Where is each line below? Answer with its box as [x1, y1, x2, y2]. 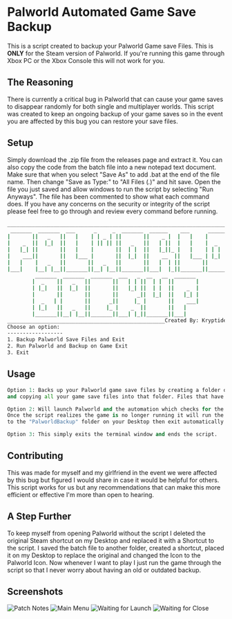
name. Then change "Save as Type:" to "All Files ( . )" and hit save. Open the [7, 177, 221, 186]
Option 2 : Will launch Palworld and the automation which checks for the [7, 406, 224, 413]
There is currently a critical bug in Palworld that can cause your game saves [7, 95, 224, 103]
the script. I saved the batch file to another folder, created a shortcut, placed [7, 544, 224, 552]
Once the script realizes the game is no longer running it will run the [7, 412, 224, 419]
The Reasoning [7, 77, 74, 89]
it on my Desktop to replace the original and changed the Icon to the [7, 551, 201, 559]
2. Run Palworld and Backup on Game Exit [7, 343, 128, 350]
